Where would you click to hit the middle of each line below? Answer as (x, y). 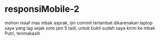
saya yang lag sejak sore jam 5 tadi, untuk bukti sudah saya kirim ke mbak (80, 28)
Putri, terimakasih (22, 33)
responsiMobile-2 (42, 9)
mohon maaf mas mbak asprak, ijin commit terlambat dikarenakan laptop (79, 23)
